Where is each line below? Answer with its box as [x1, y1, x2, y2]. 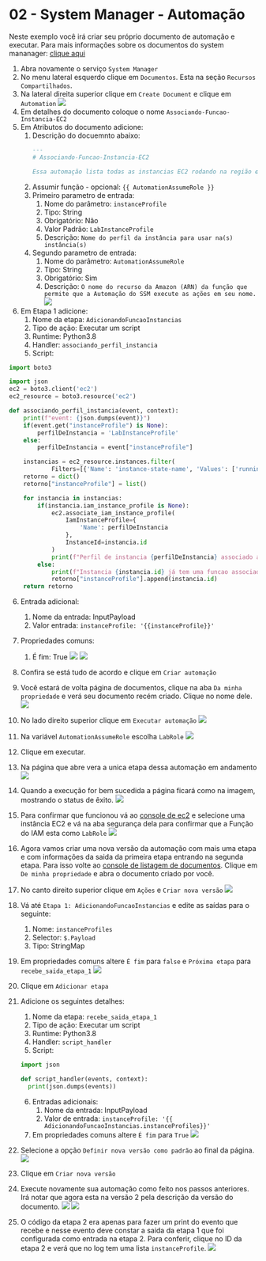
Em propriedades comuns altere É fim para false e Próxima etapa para [20, 956, 252, 967]
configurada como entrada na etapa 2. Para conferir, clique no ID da [20, 1233, 242, 1244]
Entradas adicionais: [32, 1096, 99, 1106]
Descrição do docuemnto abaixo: [32, 131, 140, 140]
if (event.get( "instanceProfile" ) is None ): [23, 421, 169, 429]
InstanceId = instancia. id [65, 538, 148, 547]
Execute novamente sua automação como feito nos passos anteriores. [20, 1183, 249, 1193]
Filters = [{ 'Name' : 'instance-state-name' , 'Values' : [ [51, 465, 236, 473]
